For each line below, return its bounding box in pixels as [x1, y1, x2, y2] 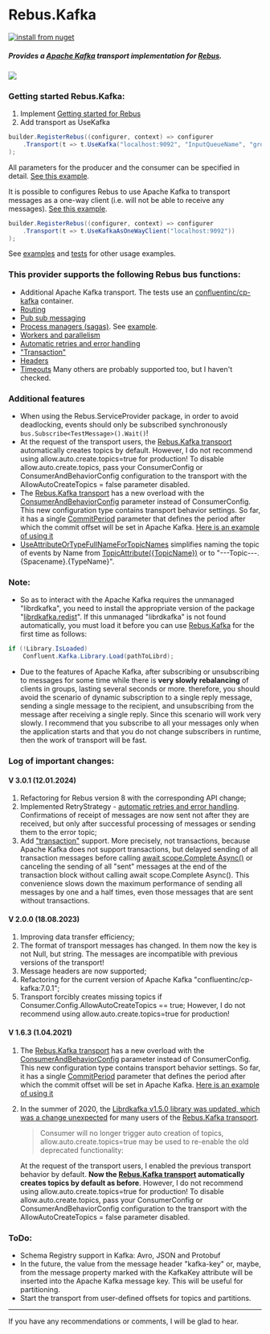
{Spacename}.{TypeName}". [19, 557, 115, 567]
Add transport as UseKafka [19, 118, 111, 127]
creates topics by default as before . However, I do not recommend [19, 1178, 243, 1187]
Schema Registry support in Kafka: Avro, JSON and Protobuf [19, 1250, 221, 1260]
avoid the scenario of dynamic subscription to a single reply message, [19, 692, 253, 702]
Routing [19, 304, 47, 314]
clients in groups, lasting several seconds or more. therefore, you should [19, 684, 260, 694]
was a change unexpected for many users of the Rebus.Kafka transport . [19, 1113, 260, 1122]
